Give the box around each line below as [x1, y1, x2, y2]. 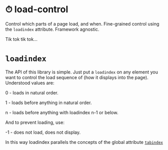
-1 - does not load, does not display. [5, 129, 81, 135]
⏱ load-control [5, 4, 69, 15]
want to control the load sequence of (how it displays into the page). [5, 74, 149, 80]
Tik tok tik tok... [5, 36, 38, 42]
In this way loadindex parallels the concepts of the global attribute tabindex [5, 139, 163, 145]
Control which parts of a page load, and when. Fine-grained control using [5, 20, 159, 27]
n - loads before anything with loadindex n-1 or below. [5, 109, 119, 115]
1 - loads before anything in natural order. [5, 99, 92, 106]
